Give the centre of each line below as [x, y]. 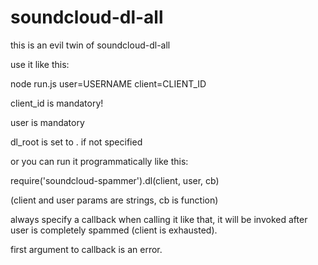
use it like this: [40, 64]
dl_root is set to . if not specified [76, 142]
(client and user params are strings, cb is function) [114, 200]
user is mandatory [47, 122]
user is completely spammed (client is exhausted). [114, 230]
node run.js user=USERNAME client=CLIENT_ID [108, 83]
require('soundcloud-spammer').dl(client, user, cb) [115, 180]
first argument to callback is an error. [86, 249]
